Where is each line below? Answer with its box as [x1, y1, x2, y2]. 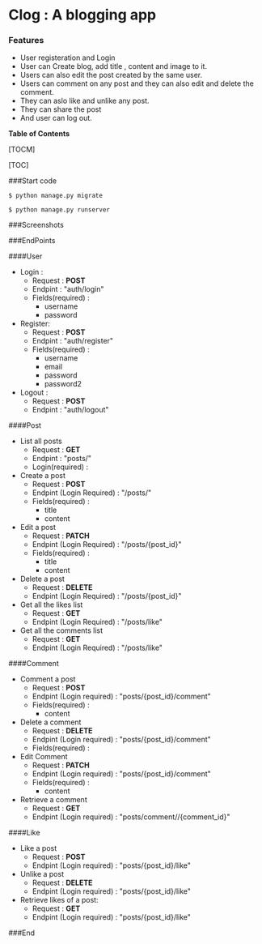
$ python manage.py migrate [8, 192, 104, 200]
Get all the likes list [19, 600, 83, 609]
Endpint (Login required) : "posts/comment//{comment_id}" [32, 812, 230, 822]
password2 [44, 379, 82, 389]
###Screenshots [8, 220, 65, 230]
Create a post [19, 471, 66, 481]
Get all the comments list [19, 626, 104, 635]
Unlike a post [19, 869, 65, 879]
